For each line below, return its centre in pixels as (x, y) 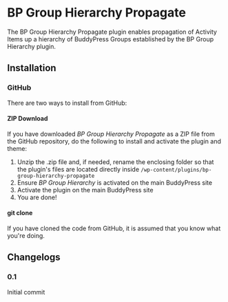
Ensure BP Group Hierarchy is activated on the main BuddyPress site (114, 182)
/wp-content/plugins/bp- (176, 170)
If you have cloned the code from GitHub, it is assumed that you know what (114, 228)
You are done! (37, 197)
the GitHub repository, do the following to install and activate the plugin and (114, 141)
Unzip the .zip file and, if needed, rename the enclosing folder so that (115, 162)
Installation (32, 68)
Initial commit (26, 292)
